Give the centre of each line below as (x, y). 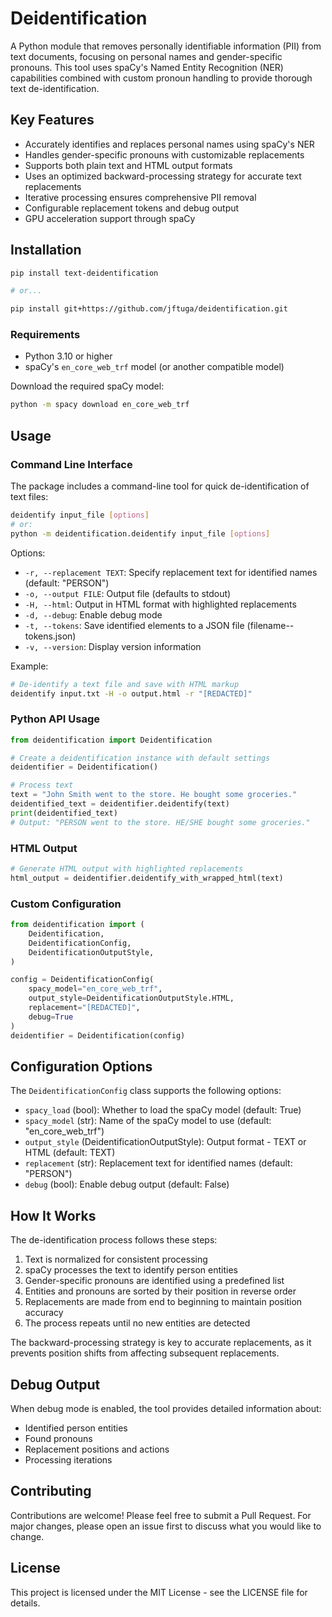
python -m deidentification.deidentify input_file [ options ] (140, 533)
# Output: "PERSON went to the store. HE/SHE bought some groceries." (160, 822)
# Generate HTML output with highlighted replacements (127, 869)
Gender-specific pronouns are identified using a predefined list (154, 1281)
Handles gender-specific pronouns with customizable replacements (164, 154)
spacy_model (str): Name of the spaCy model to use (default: (148, 1121)
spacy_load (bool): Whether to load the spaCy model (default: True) (163, 1110)
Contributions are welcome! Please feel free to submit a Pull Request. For (161, 1515)
